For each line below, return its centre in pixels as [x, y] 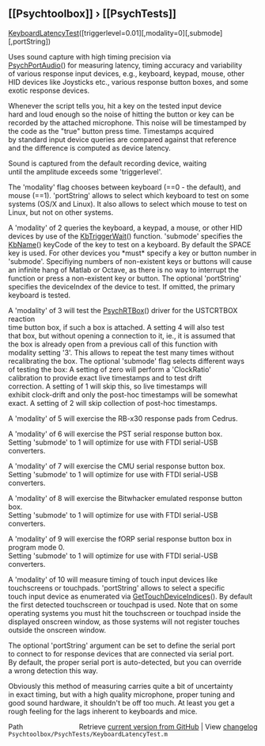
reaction [22, 319]
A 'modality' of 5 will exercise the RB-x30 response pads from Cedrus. [123, 418]
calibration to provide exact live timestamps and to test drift [105, 377]
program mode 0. [36, 547]
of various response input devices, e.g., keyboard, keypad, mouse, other [127, 73]
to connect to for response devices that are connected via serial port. [121, 653]
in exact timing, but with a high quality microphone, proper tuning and [122, 694]
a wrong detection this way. [53, 671]
